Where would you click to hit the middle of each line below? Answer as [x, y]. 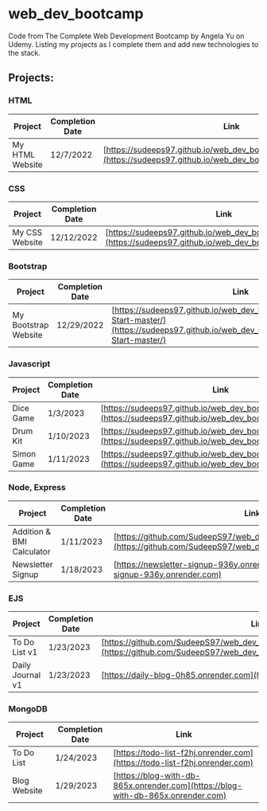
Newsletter [33, 564]
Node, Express [37, 488]
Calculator [31, 551]
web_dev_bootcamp [76, 14]
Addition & [32, 531]
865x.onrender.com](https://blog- [177, 786]
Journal [27, 676]
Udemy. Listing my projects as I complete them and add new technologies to [133, 44]
